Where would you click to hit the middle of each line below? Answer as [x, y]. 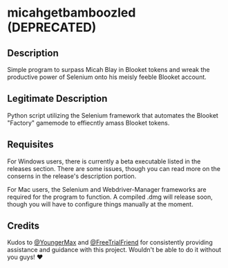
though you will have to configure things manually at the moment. [100, 204]
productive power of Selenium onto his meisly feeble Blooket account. [107, 77]
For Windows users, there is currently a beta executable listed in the [104, 161]
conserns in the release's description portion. [72, 176]
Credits [23, 226]
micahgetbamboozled [72, 13]
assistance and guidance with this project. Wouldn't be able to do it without [114, 250]
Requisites [30, 144]
